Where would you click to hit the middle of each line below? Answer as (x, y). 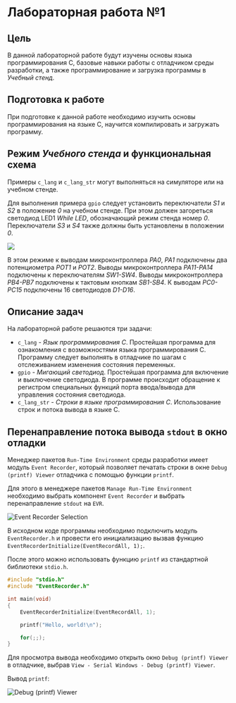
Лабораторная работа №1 (86, 12)
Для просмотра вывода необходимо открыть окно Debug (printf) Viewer (118, 658)
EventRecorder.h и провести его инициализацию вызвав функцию (106, 538)
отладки (27, 443)
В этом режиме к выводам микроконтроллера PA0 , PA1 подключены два (117, 260)
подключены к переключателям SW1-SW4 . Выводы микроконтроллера (115, 275)
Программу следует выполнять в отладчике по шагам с (102, 357)
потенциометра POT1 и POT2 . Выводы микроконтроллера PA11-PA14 (110, 267)
